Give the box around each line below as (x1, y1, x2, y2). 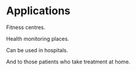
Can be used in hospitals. (6, 46, 68, 54)
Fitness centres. (6, 24, 46, 31)
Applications (6, 4, 71, 18)
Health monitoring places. (6, 35, 69, 42)
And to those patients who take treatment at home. (6, 58, 131, 65)
